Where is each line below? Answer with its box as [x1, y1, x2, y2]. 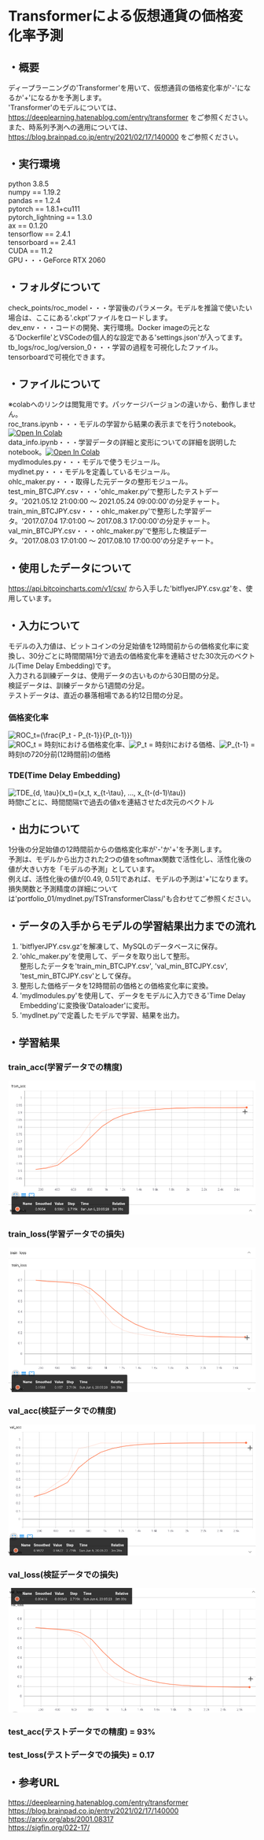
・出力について [8, 822, 81, 836]
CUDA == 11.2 [8, 246, 53, 255]
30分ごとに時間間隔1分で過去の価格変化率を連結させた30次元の [28, 651, 235, 661]
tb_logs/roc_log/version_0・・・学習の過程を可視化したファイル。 [8, 342, 222, 351]
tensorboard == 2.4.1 [8, 237, 76, 247]
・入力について [8, 619, 81, 632]
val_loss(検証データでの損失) [8, 1569, 119, 1580]
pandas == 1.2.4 [8, 195, 61, 205]
